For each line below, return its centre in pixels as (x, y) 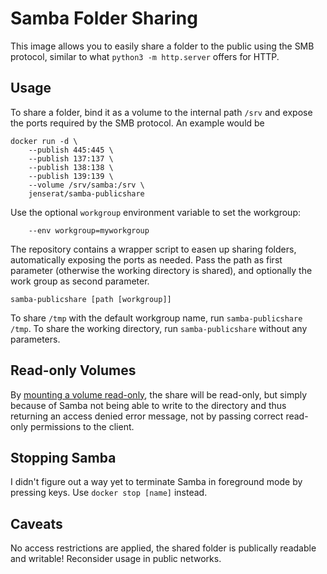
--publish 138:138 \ (71, 167)
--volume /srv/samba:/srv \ (86, 185)
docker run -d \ (44, 141)
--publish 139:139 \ (71, 176)
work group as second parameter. (80, 281)
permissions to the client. (82, 426)
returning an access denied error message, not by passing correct (147, 416)
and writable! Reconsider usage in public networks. (116, 559)
